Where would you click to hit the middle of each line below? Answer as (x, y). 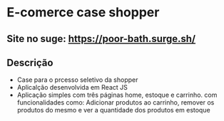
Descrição (30, 62)
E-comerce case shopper (83, 12)
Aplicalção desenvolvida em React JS (72, 88)
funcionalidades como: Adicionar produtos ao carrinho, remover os (116, 102)
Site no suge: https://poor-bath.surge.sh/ (101, 39)
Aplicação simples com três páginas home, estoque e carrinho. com (117, 95)
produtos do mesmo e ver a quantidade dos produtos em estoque (114, 110)
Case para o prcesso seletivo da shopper (77, 80)
